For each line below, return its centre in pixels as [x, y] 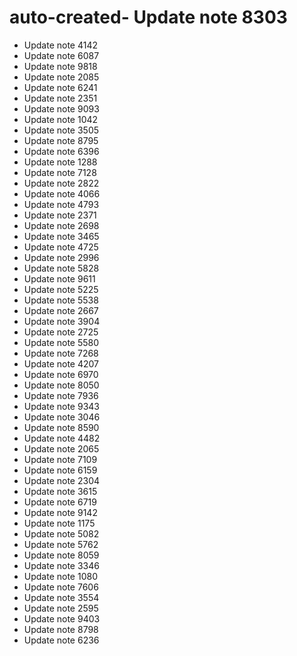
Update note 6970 [61, 374]
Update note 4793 [61, 204]
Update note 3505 [61, 130]
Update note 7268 [61, 353]
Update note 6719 [60, 502]
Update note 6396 [61, 151]
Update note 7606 [61, 587]
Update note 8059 [61, 555]
